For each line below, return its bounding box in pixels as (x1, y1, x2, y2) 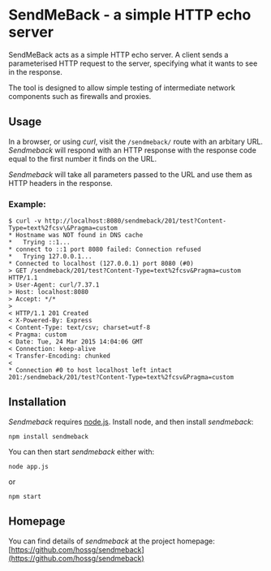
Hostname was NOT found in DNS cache (15, 231, 144, 240)
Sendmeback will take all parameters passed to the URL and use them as (8, 169, 253, 180)
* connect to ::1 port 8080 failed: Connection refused (8, 245, 201, 253)
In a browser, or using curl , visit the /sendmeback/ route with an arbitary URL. (8, 136, 264, 146)
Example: (8, 198, 46, 210)
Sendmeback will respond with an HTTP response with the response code (8, 145, 257, 155)
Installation (8, 396, 67, 409)
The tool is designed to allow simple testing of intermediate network (8, 83, 235, 93)
